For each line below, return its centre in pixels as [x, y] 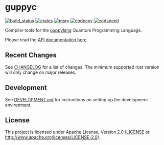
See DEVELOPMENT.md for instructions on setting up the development [77, 99]
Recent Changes [31, 55]
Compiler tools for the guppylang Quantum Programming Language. [74, 30]
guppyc [21, 7]
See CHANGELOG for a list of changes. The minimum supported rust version [82, 67]
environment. [18, 105]
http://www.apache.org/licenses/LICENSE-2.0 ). [53, 137]
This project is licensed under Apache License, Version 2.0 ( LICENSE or [78, 132]
